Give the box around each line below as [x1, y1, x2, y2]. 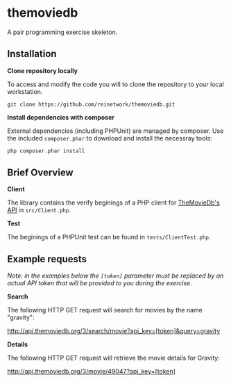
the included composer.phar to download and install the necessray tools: [7, 134, 213, 142]
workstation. [7, 87, 43, 95]
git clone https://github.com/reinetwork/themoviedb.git [7, 101, 176, 108]
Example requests [7, 253, 87, 265]
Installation [7, 48, 57, 60]
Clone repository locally [7, 66, 78, 74]
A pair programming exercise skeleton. [7, 28, 118, 36]
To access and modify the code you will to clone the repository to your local [7, 80, 224, 88]
